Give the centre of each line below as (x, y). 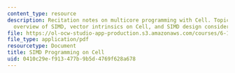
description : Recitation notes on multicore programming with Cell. (109, 20)
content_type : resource (42, 14)
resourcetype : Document (42, 46)
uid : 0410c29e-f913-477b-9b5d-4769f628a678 (72, 59)
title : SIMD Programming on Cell (56, 53)
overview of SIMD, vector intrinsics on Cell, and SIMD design (107, 26)
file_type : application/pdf (48, 40)
